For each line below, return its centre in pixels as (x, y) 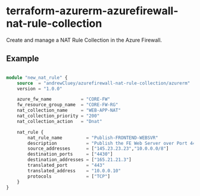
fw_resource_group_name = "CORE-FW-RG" (68, 105)
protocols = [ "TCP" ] (69, 176)
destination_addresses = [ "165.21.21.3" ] (80, 160)
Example (23, 59)
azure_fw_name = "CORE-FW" (64, 99)
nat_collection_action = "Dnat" (60, 121)
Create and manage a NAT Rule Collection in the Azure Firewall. (84, 40)
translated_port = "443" (66, 165)
